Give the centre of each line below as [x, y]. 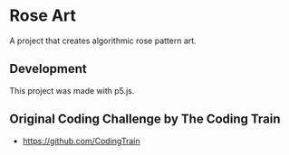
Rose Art [43, 16]
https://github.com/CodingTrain [81, 141]
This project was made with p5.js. [72, 90]
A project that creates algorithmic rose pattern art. [103, 41]
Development [48, 69]
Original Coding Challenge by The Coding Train [145, 119]
